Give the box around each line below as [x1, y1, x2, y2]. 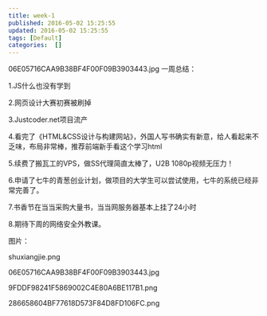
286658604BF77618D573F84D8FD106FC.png [8, 298, 160, 308]
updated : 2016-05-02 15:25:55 [8, 26, 109, 34]
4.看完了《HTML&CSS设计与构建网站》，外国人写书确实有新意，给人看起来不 [8, 132, 259, 142]
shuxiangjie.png [8, 252, 61, 262]
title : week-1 [8, 11, 56, 20]
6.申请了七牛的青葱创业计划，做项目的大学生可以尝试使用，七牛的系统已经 [8, 176, 253, 185]
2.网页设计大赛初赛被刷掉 [8, 98, 92, 107]
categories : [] [8, 41, 62, 49]
